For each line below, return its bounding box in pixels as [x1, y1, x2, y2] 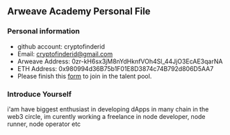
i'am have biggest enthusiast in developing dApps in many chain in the [7, 104, 209, 113]
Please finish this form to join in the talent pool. [17, 72, 152, 80]
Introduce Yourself [7, 89, 72, 99]
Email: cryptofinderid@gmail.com [17, 49, 113, 58]
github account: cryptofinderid [17, 42, 106, 51]
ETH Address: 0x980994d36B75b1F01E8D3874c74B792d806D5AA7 [17, 64, 214, 72]
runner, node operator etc [7, 120, 81, 128]
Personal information [7, 26, 80, 36]
